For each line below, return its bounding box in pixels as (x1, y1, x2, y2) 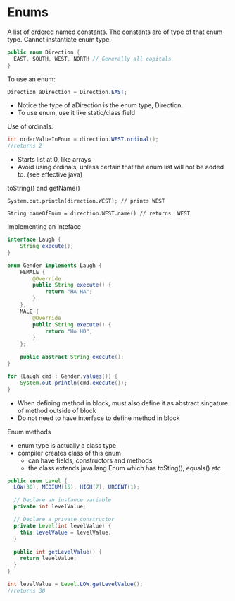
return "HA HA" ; (44, 288, 93, 295)
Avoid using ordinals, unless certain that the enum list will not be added (17, 163, 224, 172)
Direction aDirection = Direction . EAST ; (7, 88, 128, 95)
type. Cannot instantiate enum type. (7, 35, 111, 43)
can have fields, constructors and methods (27, 456, 153, 465)
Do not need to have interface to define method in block (17, 414, 180, 422)
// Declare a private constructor (13, 516, 115, 523)
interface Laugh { (7, 236, 61, 244)
